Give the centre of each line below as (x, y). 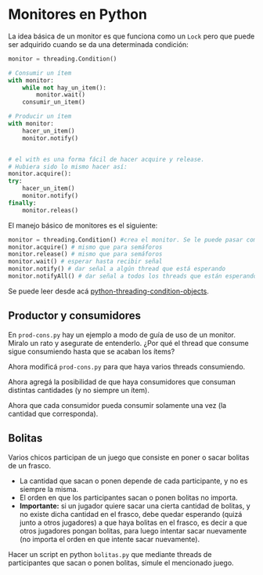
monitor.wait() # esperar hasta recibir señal (85, 262)
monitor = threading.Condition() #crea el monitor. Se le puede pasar (126, 240)
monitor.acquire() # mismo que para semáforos (85, 247)
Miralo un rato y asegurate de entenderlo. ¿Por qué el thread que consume (128, 343)
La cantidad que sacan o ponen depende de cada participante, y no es (133, 481)
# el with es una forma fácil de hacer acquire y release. (106, 159)
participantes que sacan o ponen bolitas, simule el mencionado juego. (121, 562)
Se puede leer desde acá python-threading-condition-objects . (109, 291)
